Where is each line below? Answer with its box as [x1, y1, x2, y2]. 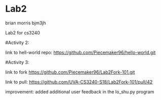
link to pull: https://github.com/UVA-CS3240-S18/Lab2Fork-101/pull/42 [5, 79, 153, 85]
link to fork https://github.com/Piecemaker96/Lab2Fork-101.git [5, 69, 135, 75]
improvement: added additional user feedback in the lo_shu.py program [5, 88, 154, 94]
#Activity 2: [5, 39, 29, 46]
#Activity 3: [5, 59, 29, 65]
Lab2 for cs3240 [5, 29, 41, 36]
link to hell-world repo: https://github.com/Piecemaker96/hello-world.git [5, 49, 156, 55]
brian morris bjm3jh [5, 20, 47, 26]
